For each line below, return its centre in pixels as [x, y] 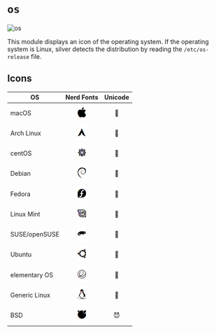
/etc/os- [197, 50]
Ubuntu [21, 255]
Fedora [20, 194]
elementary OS [32, 274]
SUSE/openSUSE [35, 234]
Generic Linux [30, 295]
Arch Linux [26, 133]
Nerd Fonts [82, 97]
